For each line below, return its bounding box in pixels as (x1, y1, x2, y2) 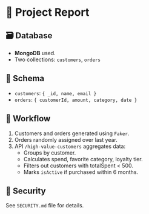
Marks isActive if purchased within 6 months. (23, 168, 139, 175)
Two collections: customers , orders (14, 56, 101, 63)
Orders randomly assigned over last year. (14, 136, 118, 143)
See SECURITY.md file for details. (5, 202, 84, 209)
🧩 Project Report (5, 5, 90, 19)
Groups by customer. (23, 149, 76, 156)
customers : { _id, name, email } (14, 89, 97, 96)
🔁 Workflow (5, 113, 51, 124)
